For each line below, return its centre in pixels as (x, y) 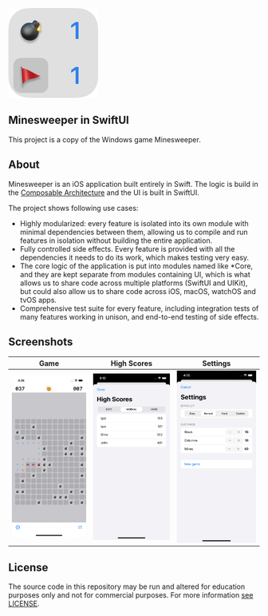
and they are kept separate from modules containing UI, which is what (135, 274)
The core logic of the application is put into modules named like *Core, (136, 266)
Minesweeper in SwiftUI (69, 120)
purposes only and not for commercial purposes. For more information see (131, 594)
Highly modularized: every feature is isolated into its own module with (134, 223)
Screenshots (41, 342)
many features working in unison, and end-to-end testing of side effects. (139, 316)
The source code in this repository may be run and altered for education (127, 586)
